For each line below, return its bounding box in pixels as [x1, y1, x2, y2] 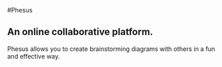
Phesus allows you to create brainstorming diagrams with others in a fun [7, 45, 216, 53]
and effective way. [7, 52, 61, 60]
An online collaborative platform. [7, 26, 154, 38]
